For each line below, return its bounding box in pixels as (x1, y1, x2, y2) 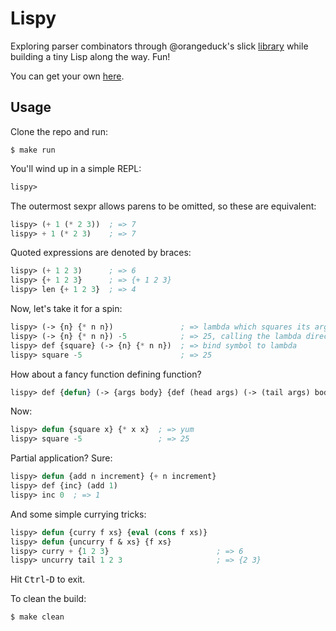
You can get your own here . (10, 70, 125, 82)
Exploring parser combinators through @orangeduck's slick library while (10, 40, 309, 52)
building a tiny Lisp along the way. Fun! (10, 50, 171, 62)
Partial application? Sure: (10, 452, 113, 464)
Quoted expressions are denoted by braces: (10, 247, 192, 259)
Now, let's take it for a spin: (10, 303, 123, 314)
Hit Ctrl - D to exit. (10, 573, 86, 586)
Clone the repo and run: (10, 125, 108, 137)
